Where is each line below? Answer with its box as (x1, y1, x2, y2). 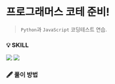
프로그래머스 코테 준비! (6, 5, 110, 19)
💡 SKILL (6, 41, 29, 49)
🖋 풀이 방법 (6, 71, 38, 79)
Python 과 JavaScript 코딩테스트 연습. (20, 26, 107, 33)
